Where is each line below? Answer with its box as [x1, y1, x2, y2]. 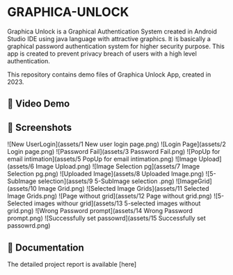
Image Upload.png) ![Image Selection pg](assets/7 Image [35, 162, 200, 171]
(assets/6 [7, 162, 35, 171]
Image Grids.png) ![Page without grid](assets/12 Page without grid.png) [7, 192, 212, 201]
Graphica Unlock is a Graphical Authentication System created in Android [7, 27, 218, 36]
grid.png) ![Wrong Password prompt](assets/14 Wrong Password [7, 207, 193, 215]
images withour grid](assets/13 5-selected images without [33, 199, 201, 207]
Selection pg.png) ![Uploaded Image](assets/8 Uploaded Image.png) [7, 170, 204, 178]
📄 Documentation [7, 242, 85, 253]
